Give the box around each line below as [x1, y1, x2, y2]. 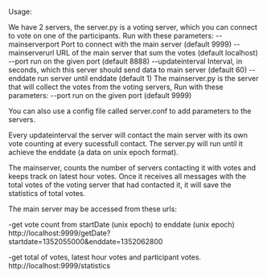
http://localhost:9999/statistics [8, 261, 111, 270]
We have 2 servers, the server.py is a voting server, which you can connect [8, 22, 257, 31]
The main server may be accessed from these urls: [8, 204, 177, 214]
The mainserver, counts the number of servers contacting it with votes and [8, 163, 256, 172]
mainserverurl [8, 48, 55, 57]
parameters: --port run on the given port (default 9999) [8, 91, 192, 100]
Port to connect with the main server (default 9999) [61, 39, 232, 49]
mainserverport [8, 39, 60, 49]
